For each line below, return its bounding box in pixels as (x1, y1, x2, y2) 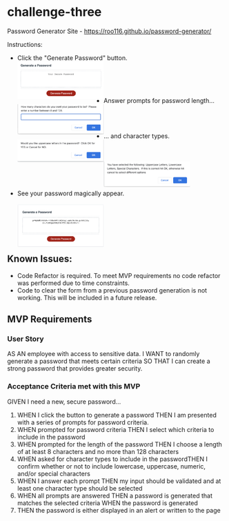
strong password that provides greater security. (7, 364, 143, 373)
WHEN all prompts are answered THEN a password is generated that (17, 491, 212, 500)
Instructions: (7, 40, 43, 48)
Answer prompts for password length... (103, 96, 215, 104)
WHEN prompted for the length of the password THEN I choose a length (17, 440, 223, 449)
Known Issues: (7, 253, 72, 265)
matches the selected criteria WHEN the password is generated (17, 498, 199, 507)
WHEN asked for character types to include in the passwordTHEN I (17, 455, 208, 463)
